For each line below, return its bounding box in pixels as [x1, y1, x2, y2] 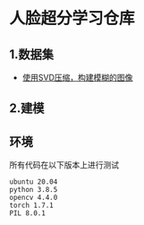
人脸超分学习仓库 [9, 8, 136, 29]
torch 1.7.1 [9, 201, 54, 211]
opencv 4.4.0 [9, 194, 58, 203]
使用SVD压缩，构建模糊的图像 [21, 73, 133, 82]
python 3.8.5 [9, 186, 58, 195]
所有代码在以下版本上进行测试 [9, 160, 119, 170]
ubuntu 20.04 [9, 177, 58, 186]
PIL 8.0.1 [9, 209, 47, 218]
